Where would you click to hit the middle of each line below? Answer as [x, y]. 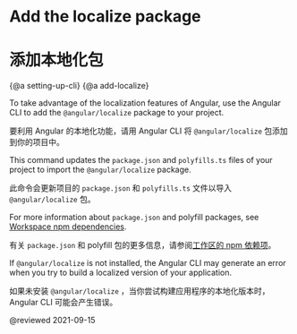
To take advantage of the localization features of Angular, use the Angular [145, 103]
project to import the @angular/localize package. [100, 170]
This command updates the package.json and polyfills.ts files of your [141, 160]
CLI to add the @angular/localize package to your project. [117, 113]
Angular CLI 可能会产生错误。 [64, 303]
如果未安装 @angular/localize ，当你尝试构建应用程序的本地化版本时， [140, 291]
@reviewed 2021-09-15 [52, 321]
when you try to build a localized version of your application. [121, 273]
